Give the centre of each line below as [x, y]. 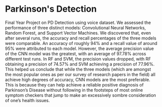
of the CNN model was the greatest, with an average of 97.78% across [76, 53]
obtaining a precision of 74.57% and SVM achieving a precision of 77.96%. [80, 64]
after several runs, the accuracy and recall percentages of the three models [81, 38]
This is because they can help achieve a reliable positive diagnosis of [74, 85]
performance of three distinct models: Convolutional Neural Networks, [75, 27]
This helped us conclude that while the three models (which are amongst [78, 69]
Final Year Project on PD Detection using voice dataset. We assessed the [78, 22]
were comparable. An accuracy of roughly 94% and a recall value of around [81, 43]
